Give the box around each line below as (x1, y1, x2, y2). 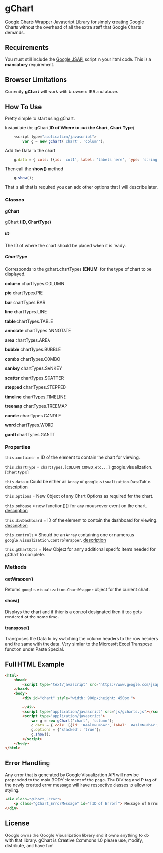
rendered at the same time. (5, 614, 59, 619)
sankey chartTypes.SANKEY (5, 365, 62, 371)
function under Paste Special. (5, 646, 64, 652)
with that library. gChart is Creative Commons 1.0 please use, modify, (5, 837, 143, 843)
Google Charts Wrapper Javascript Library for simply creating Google (5, 19, 144, 25)
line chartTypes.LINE (5, 309, 47, 314)
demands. (5, 29, 25, 35)
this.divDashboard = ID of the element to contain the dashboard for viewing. (5, 517, 158, 523)
